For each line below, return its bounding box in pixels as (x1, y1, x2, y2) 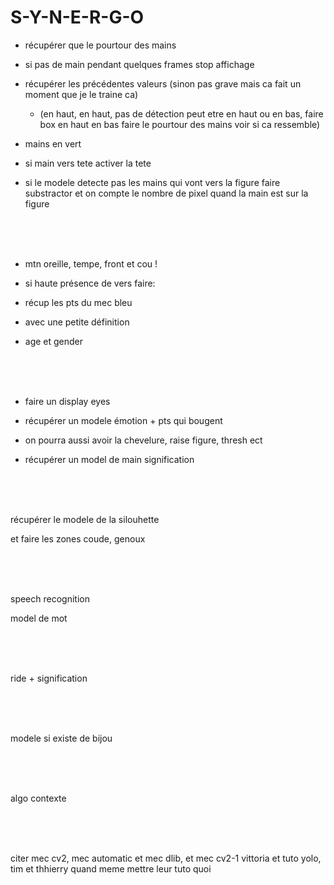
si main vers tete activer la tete (24, 157, 152, 169)
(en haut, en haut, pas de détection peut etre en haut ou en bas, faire (39, 107, 324, 120)
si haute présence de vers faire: (24, 277, 156, 289)
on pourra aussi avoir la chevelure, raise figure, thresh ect (24, 434, 263, 446)
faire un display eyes (24, 395, 111, 407)
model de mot (10, 612, 68, 624)
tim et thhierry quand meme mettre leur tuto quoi (10, 862, 212, 875)
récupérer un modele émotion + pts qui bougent (24, 414, 223, 426)
